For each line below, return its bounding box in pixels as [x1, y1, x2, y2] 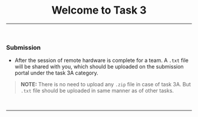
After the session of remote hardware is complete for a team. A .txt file [14, 57, 189, 64]
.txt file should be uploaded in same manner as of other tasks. [20, 87, 174, 95]
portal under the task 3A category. [14, 69, 98, 77]
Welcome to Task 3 [51, 4, 147, 17]
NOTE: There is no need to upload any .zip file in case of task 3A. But [20, 81, 192, 88]
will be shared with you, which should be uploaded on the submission [14, 63, 184, 70]
